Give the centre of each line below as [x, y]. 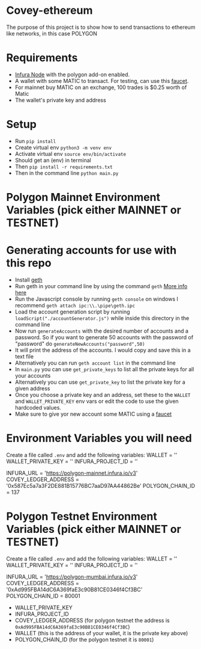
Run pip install [35, 141]
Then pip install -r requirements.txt [64, 167]
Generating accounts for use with [91, 251]
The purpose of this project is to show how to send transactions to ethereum [101, 27]
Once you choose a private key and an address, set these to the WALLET [103, 395]
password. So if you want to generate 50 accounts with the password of [104, 337]
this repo [29, 263]
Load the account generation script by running [72, 312]
